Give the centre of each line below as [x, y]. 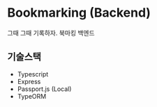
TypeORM [32, 96]
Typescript [33, 74]
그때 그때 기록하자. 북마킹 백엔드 [51, 33]
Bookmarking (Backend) [79, 13]
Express [29, 81]
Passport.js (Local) [44, 89]
